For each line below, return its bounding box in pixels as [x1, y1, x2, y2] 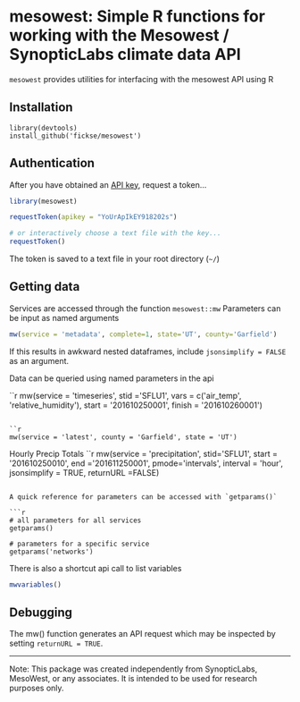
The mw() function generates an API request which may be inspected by [9, 629, 277, 639]
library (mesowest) [9, 197, 78, 206]
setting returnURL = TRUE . [9, 638, 104, 649]
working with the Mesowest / [9, 25, 229, 46]
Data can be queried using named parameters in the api [9, 373, 214, 384]
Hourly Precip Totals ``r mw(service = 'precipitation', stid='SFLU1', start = [9, 448, 279, 459]
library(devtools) [9, 123, 78, 132]
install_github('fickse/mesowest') [9, 131, 142, 140]
